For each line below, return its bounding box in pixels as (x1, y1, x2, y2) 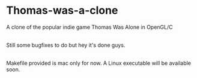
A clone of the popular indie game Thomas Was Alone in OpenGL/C (6, 23, 173, 31)
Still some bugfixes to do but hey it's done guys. (6, 41, 126, 49)
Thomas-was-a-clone (6, 4, 118, 17)
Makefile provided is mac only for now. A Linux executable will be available (6, 59, 191, 67)
